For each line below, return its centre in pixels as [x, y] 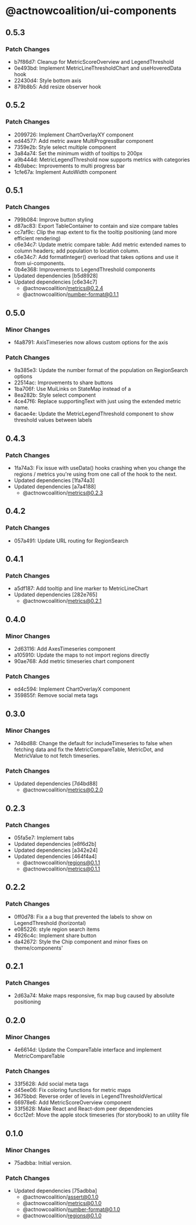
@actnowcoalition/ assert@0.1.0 [61, 1197]
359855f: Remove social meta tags [56, 695]
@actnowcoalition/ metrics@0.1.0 [62, 1203]
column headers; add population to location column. [77, 251]
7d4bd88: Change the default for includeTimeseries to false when [93, 743]
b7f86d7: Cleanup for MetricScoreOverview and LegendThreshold [94, 62]
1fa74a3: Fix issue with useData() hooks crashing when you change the [100, 468]
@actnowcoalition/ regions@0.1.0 [62, 1216]
